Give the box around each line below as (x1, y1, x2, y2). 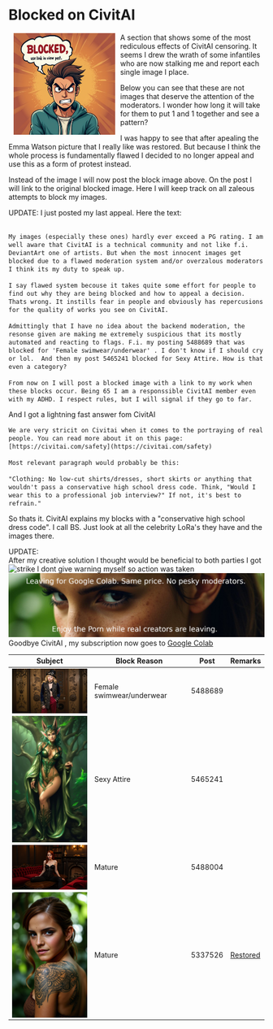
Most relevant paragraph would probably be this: (8, 458, 180, 467)
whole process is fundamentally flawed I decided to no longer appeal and (8, 150, 254, 160)
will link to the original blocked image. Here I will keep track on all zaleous (8, 183, 255, 193)
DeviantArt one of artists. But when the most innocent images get (8, 249, 242, 257)
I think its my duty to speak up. (8, 265, 126, 273)
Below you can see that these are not (120, 83, 245, 93)
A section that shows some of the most (120, 33, 251, 42)
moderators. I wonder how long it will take (120, 100, 261, 110)
